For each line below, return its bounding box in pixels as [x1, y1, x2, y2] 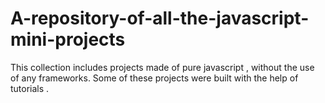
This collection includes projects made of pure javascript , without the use [10, 61, 315, 73]
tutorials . [10, 82, 50, 94]
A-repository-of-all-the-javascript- [10, 7, 310, 30]
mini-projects [10, 28, 126, 51]
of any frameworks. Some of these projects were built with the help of [10, 72, 299, 84]
